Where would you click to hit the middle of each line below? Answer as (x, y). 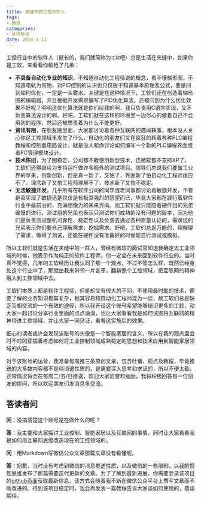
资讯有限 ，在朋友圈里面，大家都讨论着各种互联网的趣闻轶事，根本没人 (101, 130)
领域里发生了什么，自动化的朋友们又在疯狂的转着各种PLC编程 (117, 138)
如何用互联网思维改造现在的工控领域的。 (61, 440)
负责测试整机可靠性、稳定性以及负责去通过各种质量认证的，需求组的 (109, 220)
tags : (13, 17)
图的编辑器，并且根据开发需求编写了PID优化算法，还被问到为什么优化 (100, 100)
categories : (21, 28)
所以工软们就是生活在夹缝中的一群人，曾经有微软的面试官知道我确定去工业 (98, 248)
